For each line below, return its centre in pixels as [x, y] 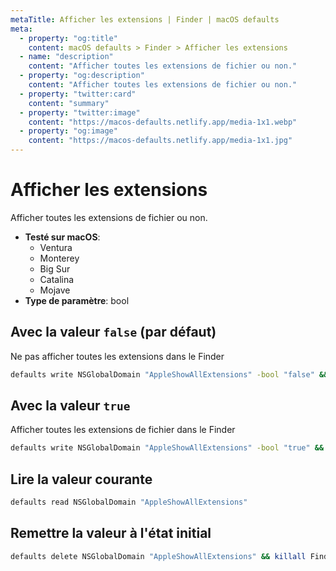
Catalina [57, 279]
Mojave [55, 290]
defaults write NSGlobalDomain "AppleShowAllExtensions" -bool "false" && [169, 374]
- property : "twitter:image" [80, 112]
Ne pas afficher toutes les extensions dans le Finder [117, 356]
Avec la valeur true [70, 406]
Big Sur [55, 268]
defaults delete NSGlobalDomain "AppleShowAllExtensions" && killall [158, 556]
